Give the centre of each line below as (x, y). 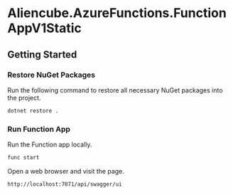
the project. (24, 97)
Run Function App (39, 129)
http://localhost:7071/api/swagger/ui (65, 184)
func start (23, 158)
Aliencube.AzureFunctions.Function (117, 13)
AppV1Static (44, 28)
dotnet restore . (33, 111)
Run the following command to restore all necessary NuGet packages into (115, 90)
